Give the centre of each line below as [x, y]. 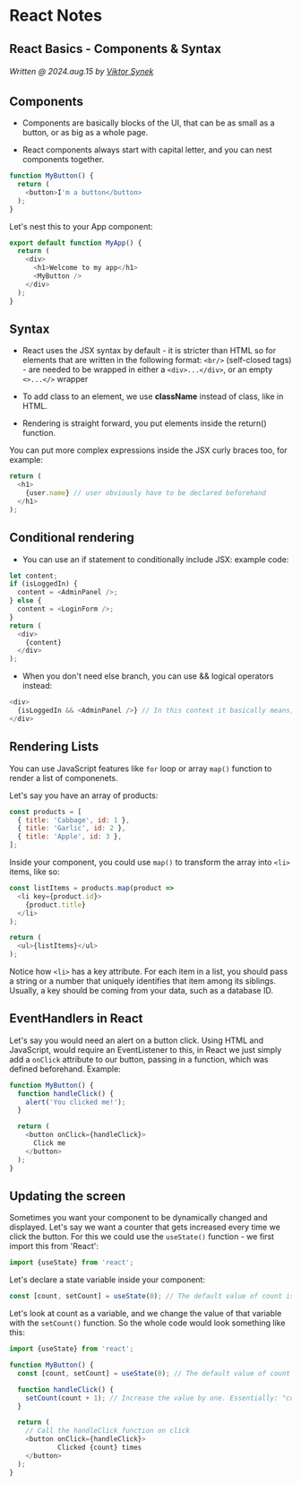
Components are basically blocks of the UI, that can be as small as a [148, 123]
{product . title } [56, 905]
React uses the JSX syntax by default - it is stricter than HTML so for [149, 351]
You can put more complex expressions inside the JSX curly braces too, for [149, 450]
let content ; [34, 576]
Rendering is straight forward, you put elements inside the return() [144, 423]
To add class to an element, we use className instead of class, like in [153, 396]
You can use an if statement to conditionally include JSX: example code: [155, 559]
